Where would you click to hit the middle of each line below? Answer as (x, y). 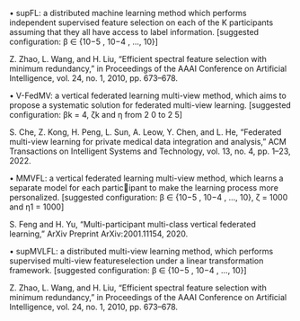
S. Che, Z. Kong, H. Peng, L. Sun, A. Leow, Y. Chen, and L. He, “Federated (146, 132)
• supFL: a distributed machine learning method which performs (128, 13)
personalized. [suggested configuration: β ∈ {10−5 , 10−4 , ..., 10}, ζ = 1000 (149, 197)
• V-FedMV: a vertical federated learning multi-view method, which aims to (148, 95)
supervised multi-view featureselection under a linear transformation (137, 261)
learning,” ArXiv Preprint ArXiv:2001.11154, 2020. (99, 234)
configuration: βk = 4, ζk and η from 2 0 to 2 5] (96, 115)
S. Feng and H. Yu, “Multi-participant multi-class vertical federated (132, 224)
